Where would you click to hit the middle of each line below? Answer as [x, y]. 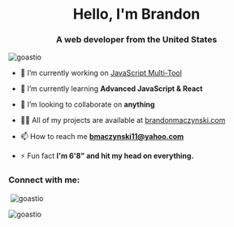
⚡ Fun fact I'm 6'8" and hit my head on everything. [107, 156]
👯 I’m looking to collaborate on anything [87, 105]
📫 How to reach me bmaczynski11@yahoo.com [102, 137]
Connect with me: [44, 180]
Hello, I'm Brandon [136, 14]
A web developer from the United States [136, 40]
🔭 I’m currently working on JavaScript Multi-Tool [101, 73]
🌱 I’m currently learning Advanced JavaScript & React [111, 89]
